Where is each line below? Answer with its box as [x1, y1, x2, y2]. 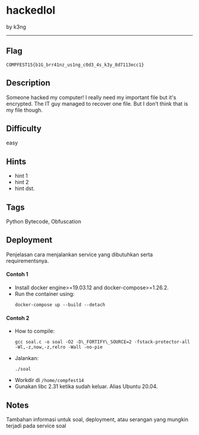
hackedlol [6, 4, 56, 17]
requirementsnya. [6, 257, 49, 264]
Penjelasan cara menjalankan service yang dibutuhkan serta [6, 251, 153, 258]
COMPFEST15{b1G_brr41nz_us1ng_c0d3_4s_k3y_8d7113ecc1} [6, 62, 145, 68]
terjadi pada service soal [6, 423, 66, 430]
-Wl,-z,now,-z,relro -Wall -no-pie [14, 344, 103, 351]
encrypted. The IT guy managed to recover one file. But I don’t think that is [6, 100, 188, 107]
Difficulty [6, 123, 41, 134]
